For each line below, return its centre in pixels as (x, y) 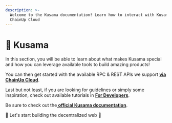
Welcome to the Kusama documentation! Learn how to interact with (82, 15)
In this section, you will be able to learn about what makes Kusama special (84, 59)
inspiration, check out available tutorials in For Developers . (67, 95)
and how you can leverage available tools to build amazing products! (78, 65)
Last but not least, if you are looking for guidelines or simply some (75, 90)
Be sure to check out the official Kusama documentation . (67, 105)
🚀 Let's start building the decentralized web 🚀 (53, 115)
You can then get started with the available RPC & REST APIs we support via (86, 74)
